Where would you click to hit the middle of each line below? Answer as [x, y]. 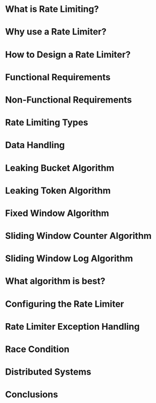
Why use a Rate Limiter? [56, 32]
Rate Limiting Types [47, 123]
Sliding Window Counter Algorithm [78, 236]
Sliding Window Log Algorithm [69, 259]
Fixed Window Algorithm [57, 213]
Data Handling [35, 145]
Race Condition [37, 349]
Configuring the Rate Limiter [65, 304]
